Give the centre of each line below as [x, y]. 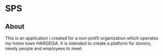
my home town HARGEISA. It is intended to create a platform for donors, [78, 43]
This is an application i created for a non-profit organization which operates [82, 38]
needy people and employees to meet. [44, 48]
